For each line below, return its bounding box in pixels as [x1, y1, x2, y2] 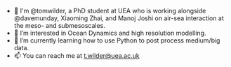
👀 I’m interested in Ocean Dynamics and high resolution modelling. [13, 29, 206, 37]
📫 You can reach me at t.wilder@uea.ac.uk [13, 52, 140, 59]
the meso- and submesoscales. [13, 22, 105, 29]
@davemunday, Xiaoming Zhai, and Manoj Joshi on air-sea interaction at [13, 14, 224, 22]
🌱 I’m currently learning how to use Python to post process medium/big [13, 36, 220, 45]
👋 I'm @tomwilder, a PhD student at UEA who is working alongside [13, 7, 206, 15]
